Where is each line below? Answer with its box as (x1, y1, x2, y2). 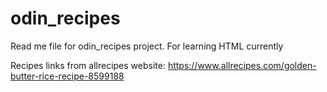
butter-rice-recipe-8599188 (10, 70, 125, 82)
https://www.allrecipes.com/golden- (167, 59, 317, 71)
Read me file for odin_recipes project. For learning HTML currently (10, 40, 284, 52)
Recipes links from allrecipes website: (10, 59, 166, 71)
